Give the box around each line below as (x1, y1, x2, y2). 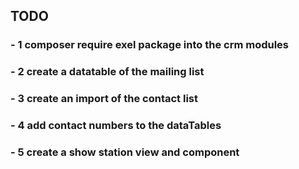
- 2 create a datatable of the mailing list (10, 65, 205, 79)
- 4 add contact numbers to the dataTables (10, 119, 222, 133)
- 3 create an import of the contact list (10, 92, 198, 106)
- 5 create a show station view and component (10, 145, 240, 159)
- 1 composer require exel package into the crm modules (10, 38, 290, 52)
